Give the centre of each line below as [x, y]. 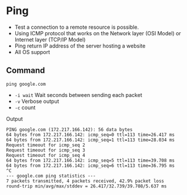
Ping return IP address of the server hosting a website [80, 46]
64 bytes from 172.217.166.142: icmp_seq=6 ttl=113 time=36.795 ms [91, 166]
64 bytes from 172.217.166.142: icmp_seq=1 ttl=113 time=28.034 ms [91, 140]
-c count [25, 107]
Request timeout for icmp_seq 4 [46, 155]
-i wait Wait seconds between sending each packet [78, 95]
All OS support [32, 52]
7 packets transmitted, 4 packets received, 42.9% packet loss [85, 181]
